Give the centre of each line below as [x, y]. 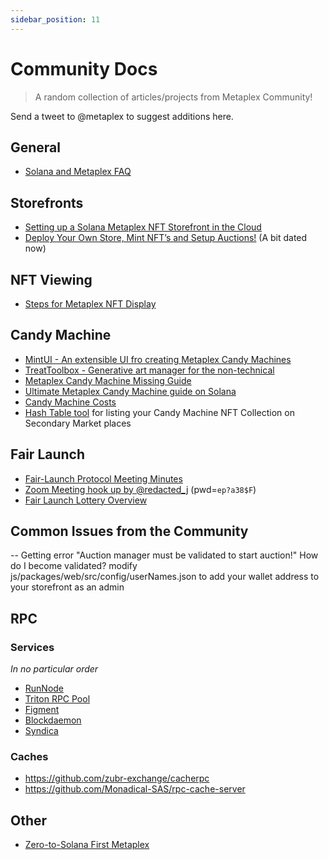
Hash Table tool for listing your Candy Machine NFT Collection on [159, 412]
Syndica [41, 731]
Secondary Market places [78, 423]
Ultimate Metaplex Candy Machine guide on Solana [130, 391]
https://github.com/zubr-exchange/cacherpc [117, 778]
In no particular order [54, 669]
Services [32, 647]
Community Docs [84, 68]
